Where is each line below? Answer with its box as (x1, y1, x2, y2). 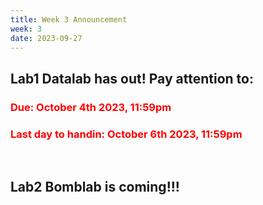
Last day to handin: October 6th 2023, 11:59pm (10, 127, 243, 141)
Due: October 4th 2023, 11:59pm (10, 100, 172, 114)
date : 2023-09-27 (10, 33, 83, 43)
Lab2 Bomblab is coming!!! (10, 179, 180, 196)
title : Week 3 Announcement (10, 14, 128, 25)
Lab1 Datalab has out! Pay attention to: (10, 70, 254, 87)
